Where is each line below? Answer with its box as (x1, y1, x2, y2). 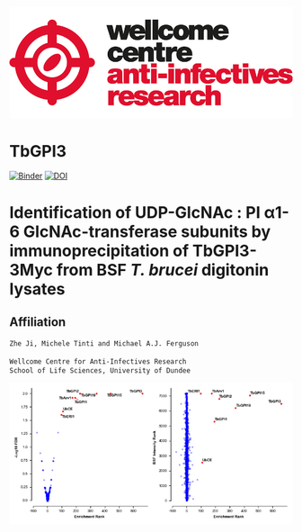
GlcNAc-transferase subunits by (22, 221, 271, 241)
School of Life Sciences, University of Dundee (9, 366, 191, 375)
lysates (9, 278, 66, 299)
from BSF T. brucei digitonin (56, 259, 270, 280)
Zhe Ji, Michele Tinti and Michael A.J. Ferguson (9, 339, 200, 348)
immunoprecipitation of (9, 240, 190, 261)
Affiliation (9, 314, 67, 330)
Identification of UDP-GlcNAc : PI (9, 202, 261, 222)
